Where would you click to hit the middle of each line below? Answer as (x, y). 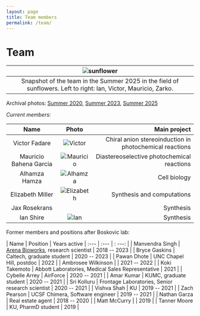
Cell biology (174, 177)
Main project (173, 130)
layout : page (22, 12)
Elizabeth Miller (32, 195)
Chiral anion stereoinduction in (148, 139)
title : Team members (32, 17)
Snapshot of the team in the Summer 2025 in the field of (100, 81)
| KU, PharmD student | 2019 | (43, 307)
